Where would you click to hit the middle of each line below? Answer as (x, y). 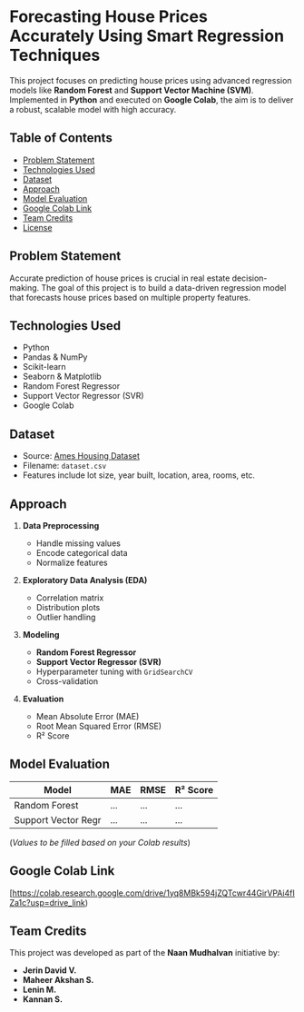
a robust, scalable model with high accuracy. (93, 109)
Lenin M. (39, 990)
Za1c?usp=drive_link (48, 902)
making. (25, 287)
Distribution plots (68, 607)
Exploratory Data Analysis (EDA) (85, 580)
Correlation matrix (70, 598)
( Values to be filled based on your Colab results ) (100, 842)
